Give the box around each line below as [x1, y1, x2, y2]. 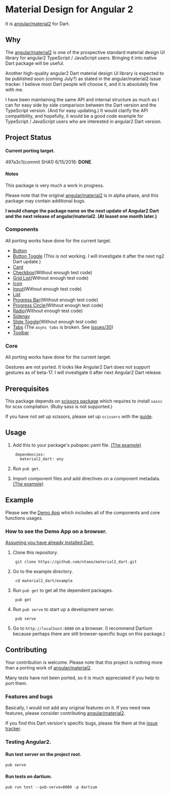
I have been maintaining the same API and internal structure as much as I [5, 96, 159, 102]
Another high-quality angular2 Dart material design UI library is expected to [5, 70, 164, 76]
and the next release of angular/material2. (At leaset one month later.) [5, 213, 157, 219]
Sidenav [12, 313, 30, 319]
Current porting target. [5, 148, 55, 154]
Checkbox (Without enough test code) [12, 269, 93, 276]
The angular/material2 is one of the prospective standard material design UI [5, 49, 165, 55]
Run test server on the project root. [5, 751, 82, 757]
